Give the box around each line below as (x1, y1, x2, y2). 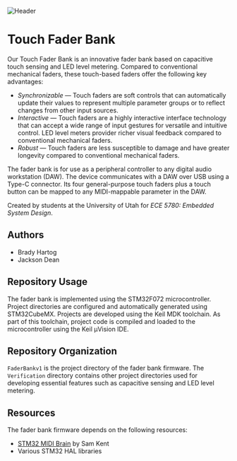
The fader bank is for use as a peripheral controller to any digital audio (7, 165, 212, 173)
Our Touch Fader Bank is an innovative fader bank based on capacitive (7, 54, 213, 63)
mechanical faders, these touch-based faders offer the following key (7, 69, 207, 78)
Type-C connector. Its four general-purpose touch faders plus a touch (7, 180, 212, 188)
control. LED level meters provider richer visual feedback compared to (17, 128, 222, 137)
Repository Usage (7, 276, 88, 288)
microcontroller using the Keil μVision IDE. (7, 325, 129, 333)
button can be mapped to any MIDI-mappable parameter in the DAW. (7, 187, 207, 196)
